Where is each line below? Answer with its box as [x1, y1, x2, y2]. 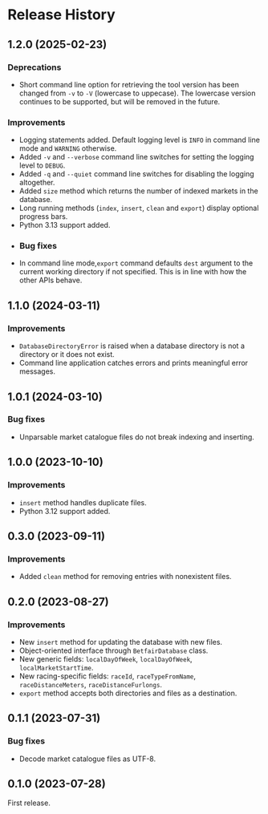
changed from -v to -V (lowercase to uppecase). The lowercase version [18, 88, 256, 98]
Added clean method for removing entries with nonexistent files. [18, 572, 232, 581]
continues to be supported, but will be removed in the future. [18, 96, 221, 106]
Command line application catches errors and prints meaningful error [18, 358, 249, 368]
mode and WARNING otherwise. [18, 144, 117, 153]
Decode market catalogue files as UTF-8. [18, 754, 156, 763]
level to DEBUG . [18, 160, 66, 170]
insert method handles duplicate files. [18, 497, 148, 507]
